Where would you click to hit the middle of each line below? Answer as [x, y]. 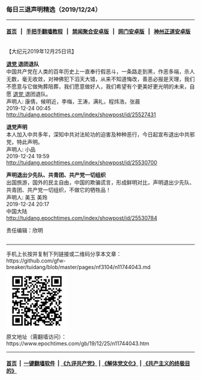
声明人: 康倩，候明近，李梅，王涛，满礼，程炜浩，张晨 [73, 101]
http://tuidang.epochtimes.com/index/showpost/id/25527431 [81, 114]
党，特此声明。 [25, 141]
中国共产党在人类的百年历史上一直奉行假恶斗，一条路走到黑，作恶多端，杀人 [100, 71]
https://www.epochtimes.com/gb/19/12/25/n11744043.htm [78, 343]
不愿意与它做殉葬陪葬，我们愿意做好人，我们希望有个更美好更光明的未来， [98, 86]
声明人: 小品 [21, 149]
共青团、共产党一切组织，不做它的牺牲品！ [59, 189]
